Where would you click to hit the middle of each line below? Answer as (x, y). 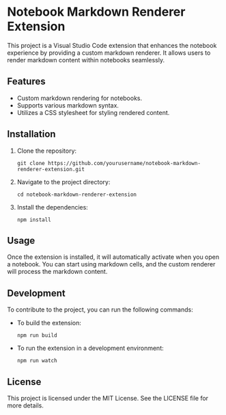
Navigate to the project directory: (63, 181)
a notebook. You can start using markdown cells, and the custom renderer (111, 264)
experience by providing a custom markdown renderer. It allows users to (109, 53)
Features (26, 82)
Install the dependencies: (53, 207)
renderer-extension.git (51, 169)
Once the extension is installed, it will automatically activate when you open (113, 257)
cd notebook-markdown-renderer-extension (76, 194)
